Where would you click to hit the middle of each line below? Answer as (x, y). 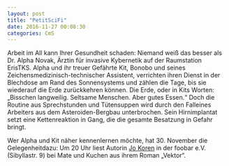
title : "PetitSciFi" (37, 20)
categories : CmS (31, 33)
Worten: (203, 90)
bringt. (17, 127)
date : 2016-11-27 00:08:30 (46, 27)
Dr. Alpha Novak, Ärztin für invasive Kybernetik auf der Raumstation (105, 61)
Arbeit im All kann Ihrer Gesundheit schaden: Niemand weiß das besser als (114, 53)
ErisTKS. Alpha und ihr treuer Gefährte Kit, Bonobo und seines (97, 68)
